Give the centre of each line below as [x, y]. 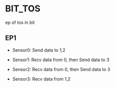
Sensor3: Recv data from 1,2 [41, 79]
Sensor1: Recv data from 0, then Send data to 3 [61, 60]
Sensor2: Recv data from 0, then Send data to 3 [61, 69]
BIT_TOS [23, 9]
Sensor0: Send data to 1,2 [39, 50]
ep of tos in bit [20, 22]
